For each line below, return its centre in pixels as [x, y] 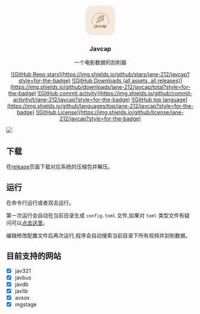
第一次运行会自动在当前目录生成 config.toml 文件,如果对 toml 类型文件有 [96, 215]
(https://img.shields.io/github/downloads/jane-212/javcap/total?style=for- [100, 87]
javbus [23, 277]
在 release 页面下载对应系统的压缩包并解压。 [60, 167]
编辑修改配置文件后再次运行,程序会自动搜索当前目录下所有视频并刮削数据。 [99, 235]
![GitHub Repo [28, 74]
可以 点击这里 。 [30, 223]
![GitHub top [146, 100]
